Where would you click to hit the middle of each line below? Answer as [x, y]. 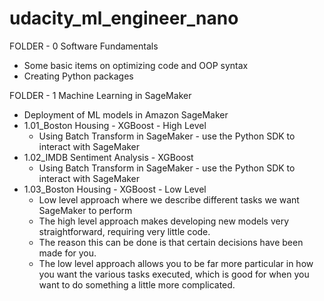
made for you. [67, 253]
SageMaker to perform [85, 210]
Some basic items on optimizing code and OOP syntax [136, 65]
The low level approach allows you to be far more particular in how [176, 263]
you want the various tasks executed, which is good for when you [174, 274]
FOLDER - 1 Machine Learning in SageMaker [100, 95]
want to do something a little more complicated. [137, 284]
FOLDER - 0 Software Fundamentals [84, 46]
